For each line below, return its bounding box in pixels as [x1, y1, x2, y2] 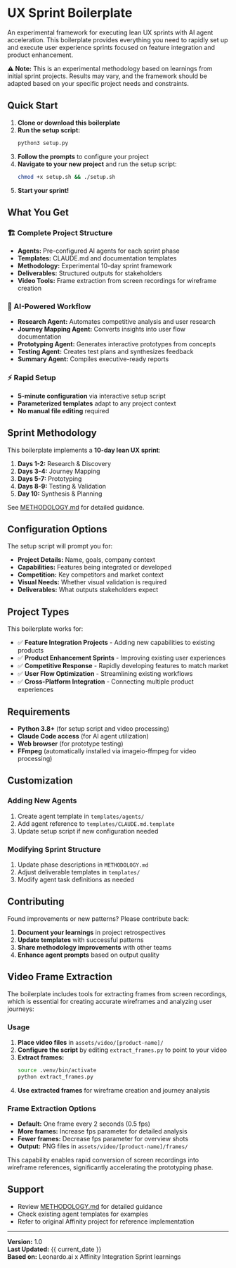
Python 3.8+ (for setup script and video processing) [17, 724, 170, 733]
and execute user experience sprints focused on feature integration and [7, 43, 216, 51]
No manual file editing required [17, 406, 110, 415]
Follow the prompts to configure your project [17, 152, 149, 161]
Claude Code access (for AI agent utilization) [17, 732, 149, 741]
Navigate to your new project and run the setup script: [17, 160, 177, 168]
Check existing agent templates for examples [17, 1210, 149, 1218]
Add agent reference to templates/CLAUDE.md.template [17, 819, 175, 828]
